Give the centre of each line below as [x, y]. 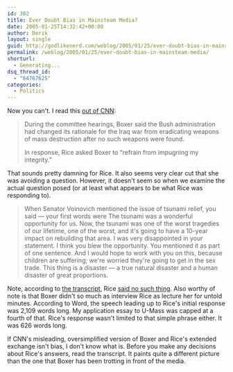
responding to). [29, 196]
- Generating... [37, 65]
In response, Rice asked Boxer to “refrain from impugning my [111, 153]
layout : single [29, 40]
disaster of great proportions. [66, 276]
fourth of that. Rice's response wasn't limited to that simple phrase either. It [115, 318]
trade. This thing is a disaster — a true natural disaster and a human [121, 268]
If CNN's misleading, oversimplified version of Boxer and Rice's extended [112, 339]
